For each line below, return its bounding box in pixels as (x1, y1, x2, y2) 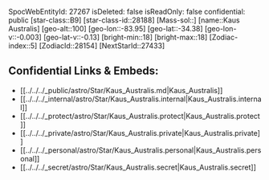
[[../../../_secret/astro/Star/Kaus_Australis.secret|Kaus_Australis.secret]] (19, 162, 257, 172)
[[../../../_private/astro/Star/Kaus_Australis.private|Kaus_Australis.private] (19, 128, 261, 137)
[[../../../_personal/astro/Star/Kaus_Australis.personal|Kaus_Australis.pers (19, 145, 262, 155)
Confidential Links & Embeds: (8, 64, 159, 78)
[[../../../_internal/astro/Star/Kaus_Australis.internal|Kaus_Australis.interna (19, 94, 263, 104)
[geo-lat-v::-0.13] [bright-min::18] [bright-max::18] (43, 32, 208, 42)
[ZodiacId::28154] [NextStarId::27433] (39, 41, 165, 51)
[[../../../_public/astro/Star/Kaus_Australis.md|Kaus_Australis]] (19, 85, 223, 95)
